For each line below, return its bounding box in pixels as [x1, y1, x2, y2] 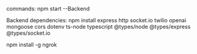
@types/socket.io [6, 29, 51, 37]
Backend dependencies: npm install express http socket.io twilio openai [6, 17, 187, 23]
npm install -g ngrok [6, 41, 57, 48]
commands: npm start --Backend [6, 5, 90, 12]
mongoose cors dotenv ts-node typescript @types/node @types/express [6, 23, 191, 30]
